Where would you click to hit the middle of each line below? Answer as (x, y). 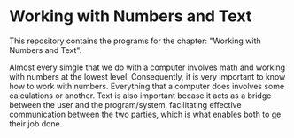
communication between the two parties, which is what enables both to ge (145, 114)
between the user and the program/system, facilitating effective (125, 104)
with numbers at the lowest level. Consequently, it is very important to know (147, 76)
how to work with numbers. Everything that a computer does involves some (147, 86)
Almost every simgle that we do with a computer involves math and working (147, 67)
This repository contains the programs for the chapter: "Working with (135, 41)
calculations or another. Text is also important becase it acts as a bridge (140, 96)
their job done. (36, 123)
